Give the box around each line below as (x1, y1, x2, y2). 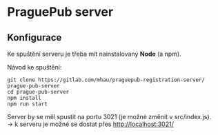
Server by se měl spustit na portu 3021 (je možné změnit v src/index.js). (7, 113, 212, 121)
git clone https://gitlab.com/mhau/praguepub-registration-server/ (7, 76, 206, 83)
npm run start (7, 101, 48, 107)
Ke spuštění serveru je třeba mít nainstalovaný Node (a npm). (7, 50, 181, 58)
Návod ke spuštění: (7, 63, 62, 71)
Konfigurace (7, 32, 62, 43)
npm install (7, 94, 41, 101)
